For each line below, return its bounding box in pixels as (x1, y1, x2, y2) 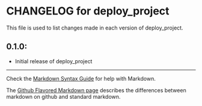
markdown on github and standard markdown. (6, 93, 121, 100)
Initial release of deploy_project (14, 57, 93, 64)
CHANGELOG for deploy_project (6, 4, 170, 18)
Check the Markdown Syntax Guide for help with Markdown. (6, 75, 156, 82)
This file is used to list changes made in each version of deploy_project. (6, 24, 183, 31)
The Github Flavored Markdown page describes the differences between (6, 86, 186, 94)
